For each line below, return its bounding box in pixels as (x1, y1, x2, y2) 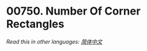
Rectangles (6, 17, 65, 31)
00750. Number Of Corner (6, 4, 141, 18)
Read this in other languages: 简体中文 (6, 38, 103, 45)
